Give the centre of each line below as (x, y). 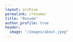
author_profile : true (27, 23)
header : (13, 28)
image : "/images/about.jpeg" (39, 32)
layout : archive (21, 9)
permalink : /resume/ (26, 14)
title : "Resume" (21, 18)
